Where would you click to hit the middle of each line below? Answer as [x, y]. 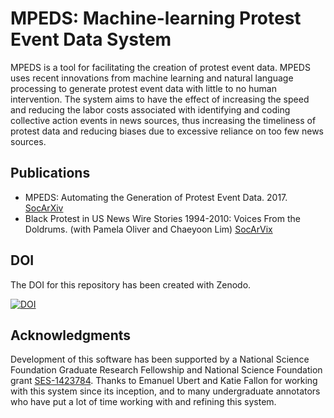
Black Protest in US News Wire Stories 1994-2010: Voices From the [162, 218]
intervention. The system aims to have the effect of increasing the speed [160, 99]
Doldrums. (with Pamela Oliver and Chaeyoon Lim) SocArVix [148, 229]
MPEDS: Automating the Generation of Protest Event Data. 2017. [156, 197]
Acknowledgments [71, 335]
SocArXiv [44, 208]
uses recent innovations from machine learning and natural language [152, 78]
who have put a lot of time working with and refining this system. [143, 402]
